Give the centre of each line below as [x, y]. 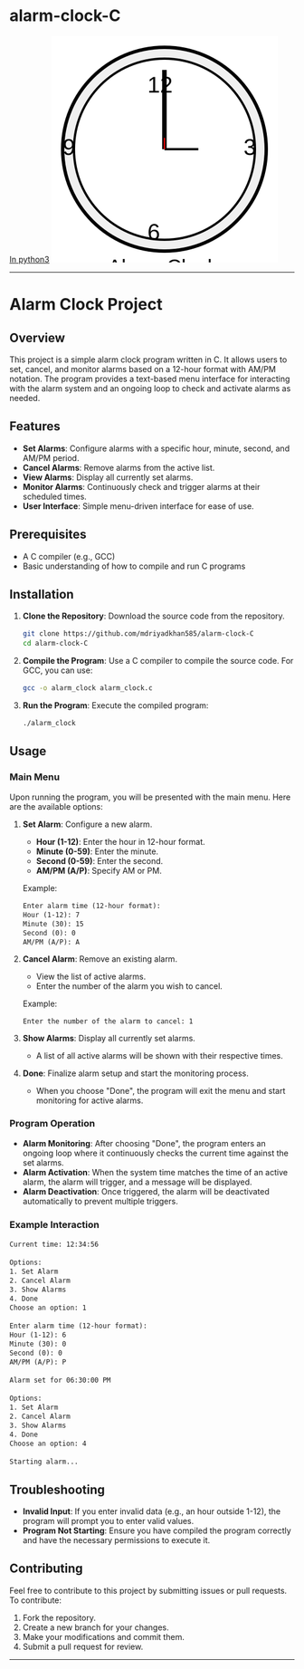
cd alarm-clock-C [55, 644]
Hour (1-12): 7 [51, 915]
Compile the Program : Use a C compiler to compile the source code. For [158, 661]
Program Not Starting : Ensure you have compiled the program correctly [157, 1530]
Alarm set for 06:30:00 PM [60, 1381]
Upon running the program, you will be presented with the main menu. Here [150, 797]
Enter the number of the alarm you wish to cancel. [129, 986]
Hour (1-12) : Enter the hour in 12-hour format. [120, 841]
